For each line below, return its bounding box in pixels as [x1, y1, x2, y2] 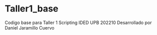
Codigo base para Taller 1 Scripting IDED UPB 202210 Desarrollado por [5, 19, 152, 25]
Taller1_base [5, 3, 59, 14]
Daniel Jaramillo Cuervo [5, 24, 55, 30]
